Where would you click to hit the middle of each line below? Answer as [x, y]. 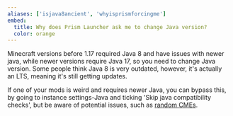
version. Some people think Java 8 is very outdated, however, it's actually [115, 69]
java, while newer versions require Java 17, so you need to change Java [112, 62]
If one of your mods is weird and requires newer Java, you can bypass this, [117, 90]
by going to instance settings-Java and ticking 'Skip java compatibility [109, 98]
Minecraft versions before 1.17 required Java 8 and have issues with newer [116, 54]
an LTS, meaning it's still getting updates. [67, 76]
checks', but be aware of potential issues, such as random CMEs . [103, 105]
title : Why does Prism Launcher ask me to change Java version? [110, 27]
